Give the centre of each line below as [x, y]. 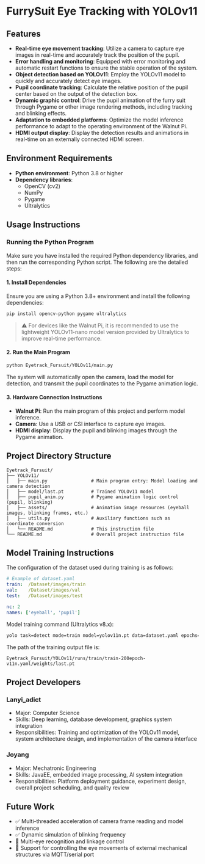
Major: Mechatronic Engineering [56, 768]
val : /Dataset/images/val [43, 590]
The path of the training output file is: [53, 647]
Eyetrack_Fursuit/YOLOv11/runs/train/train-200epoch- [76, 658]
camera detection [28, 486]
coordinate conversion [35, 523]
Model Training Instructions [60, 553]
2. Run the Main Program [38, 352]
